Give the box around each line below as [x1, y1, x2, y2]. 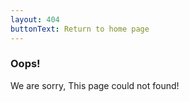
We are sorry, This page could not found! [10, 79, 180, 91]
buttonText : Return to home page [10, 24, 150, 34]
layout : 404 [10, 14, 60, 25]
